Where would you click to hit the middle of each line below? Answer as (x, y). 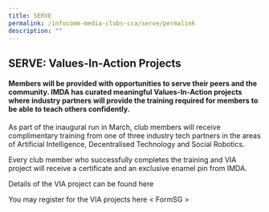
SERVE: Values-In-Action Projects (95, 63)
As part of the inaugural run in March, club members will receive (114, 127)
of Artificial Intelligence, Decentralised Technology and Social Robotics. (126, 144)
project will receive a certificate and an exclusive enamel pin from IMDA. (128, 168)
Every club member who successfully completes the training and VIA (122, 159)
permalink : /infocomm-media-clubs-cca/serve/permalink (102, 23)
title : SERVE (30, 16)
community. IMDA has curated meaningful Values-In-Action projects (125, 92)
